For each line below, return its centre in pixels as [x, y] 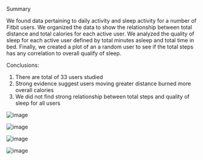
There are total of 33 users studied [59, 77]
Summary [19, 9]
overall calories [34, 90]
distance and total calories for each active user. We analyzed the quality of [100, 34]
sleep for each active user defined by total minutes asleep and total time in [100, 40]
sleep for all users [38, 103]
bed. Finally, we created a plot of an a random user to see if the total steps [100, 47]
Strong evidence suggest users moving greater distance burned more [103, 83]
